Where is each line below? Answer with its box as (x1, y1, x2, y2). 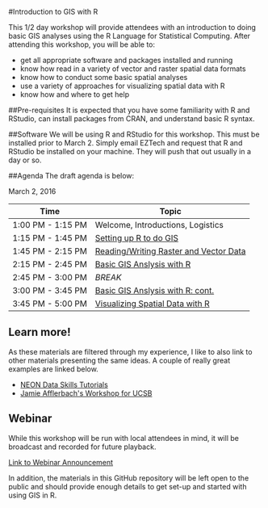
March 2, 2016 (8, 187, 57, 196)
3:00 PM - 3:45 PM (12, 285, 87, 296)
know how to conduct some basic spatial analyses (19, 73, 188, 82)
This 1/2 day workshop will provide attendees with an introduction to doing (8, 23, 257, 31)
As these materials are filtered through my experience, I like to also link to (8, 346, 253, 356)
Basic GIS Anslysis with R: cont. (94, 285, 215, 296)
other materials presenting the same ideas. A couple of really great (8, 355, 231, 365)
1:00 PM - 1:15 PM (12, 220, 87, 230)
